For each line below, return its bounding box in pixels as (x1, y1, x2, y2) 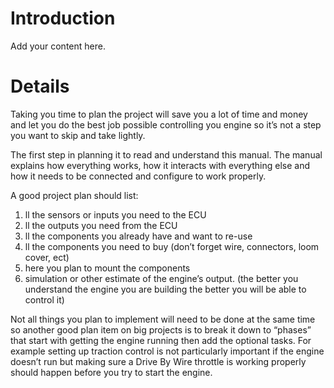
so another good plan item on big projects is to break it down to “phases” (10, 323, 312, 336)
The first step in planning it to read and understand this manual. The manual (10, 148, 323, 161)
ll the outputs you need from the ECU (24, 219, 178, 231)
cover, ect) (24, 251, 70, 263)
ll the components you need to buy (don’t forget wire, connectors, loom (24, 240, 320, 252)
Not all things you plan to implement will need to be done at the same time (10, 313, 316, 325)
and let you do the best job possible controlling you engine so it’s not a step (10, 118, 322, 131)
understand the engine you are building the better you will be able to (24, 283, 307, 295)
